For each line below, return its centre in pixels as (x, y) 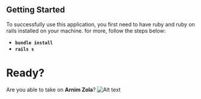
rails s (24, 49)
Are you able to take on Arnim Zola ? (51, 89)
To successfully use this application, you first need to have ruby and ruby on (100, 24)
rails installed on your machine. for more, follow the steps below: (86, 31)
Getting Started (36, 10)
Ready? (25, 73)
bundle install (34, 43)
